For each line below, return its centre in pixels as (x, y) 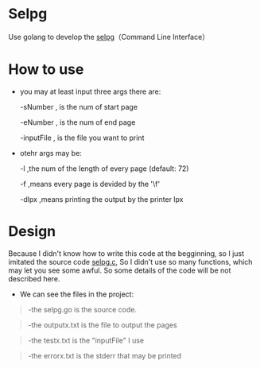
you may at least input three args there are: (90, 91)
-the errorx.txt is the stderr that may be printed (104, 355)
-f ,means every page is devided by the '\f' (90, 184)
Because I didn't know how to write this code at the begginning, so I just (126, 253)
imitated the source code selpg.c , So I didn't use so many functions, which (130, 261)
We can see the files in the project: (76, 294)
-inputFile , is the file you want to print (82, 138)
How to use (46, 70)
